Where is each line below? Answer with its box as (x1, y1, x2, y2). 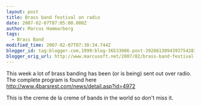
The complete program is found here (6, 76, 97, 83)
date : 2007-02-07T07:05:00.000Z (6, 20, 87, 26)
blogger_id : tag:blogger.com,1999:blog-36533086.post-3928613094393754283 (6, 48, 197, 54)
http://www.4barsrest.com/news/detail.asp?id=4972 (6, 82, 136, 90)
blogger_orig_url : (6, 53, 52, 59)
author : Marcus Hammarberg (6, 25, 74, 32)
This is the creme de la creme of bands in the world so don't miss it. (6, 94, 173, 101)
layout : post (6, 8, 39, 15)
